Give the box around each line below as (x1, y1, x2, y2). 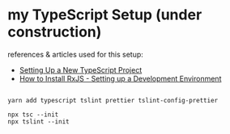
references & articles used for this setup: (7, 49, 143, 59)
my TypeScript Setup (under (7, 6, 202, 24)
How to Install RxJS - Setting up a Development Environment (19, 73, 222, 83)
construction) (7, 23, 102, 41)
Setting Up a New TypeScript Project (19, 65, 143, 74)
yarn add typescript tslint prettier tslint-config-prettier (7, 96, 219, 104)
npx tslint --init (7, 117, 70, 126)
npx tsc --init (7, 111, 59, 119)
